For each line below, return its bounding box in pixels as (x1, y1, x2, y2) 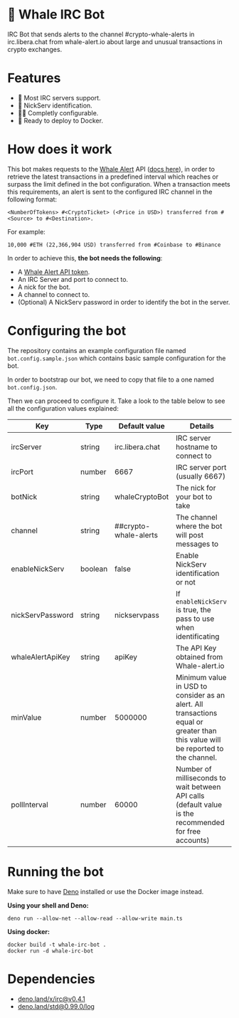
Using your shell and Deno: (7, 901, 89, 910)
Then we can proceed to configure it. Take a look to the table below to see (7, 397, 225, 405)
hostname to (175, 441, 218, 451)
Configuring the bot (7, 323, 127, 339)
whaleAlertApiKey (11, 651, 70, 661)
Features (7, 70, 61, 86)
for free (175, 826, 201, 836)
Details (189, 421, 215, 431)
